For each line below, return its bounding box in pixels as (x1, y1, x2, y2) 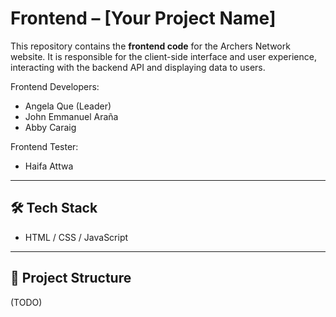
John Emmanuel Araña (24, 110, 119, 122)
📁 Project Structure (10, 270, 132, 287)
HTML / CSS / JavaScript (24, 231, 129, 243)
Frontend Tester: (10, 140, 79, 152)
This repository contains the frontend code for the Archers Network (10, 40, 291, 52)
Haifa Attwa (24, 160, 74, 172)
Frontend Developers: (10, 80, 100, 92)
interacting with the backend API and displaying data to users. (10, 61, 266, 73)
